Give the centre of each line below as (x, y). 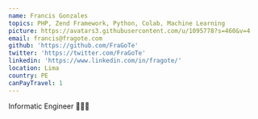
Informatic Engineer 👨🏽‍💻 (49, 106)
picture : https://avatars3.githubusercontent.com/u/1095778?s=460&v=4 (129, 31)
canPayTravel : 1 (35, 83)
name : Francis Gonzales (48, 16)
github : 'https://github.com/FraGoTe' (73, 46)
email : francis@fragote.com (56, 38)
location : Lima (34, 68)
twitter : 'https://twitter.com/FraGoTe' (77, 53)
